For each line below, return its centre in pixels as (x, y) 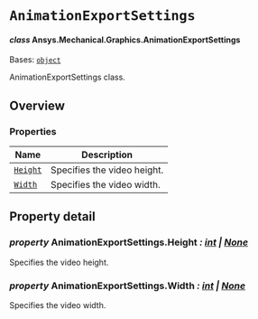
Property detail (53, 216)
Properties (33, 131)
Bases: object (35, 60)
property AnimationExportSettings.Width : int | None (128, 286)
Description (107, 155)
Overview (37, 105)
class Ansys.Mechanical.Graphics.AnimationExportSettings (125, 40)
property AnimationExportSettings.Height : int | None (129, 242)
